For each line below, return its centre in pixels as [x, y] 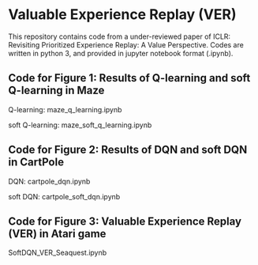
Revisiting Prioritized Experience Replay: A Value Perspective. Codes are [126, 44]
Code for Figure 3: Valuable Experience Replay [125, 221]
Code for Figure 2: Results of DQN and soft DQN [128, 150]
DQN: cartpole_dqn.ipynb [49, 181]
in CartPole [36, 163]
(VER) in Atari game [57, 234]
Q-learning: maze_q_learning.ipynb [65, 109]
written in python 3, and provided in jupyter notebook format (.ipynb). [121, 53]
